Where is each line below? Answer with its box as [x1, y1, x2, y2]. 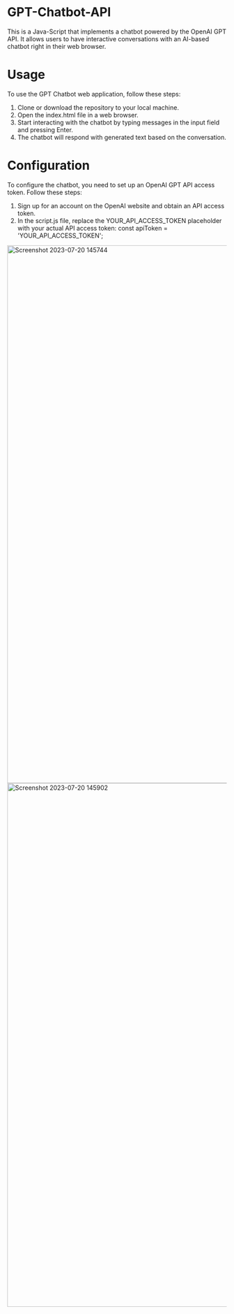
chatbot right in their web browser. [7, 42, 107, 50]
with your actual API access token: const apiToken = [17, 224, 169, 232]
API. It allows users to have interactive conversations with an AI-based [7, 34, 210, 43]
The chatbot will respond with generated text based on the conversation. [17, 133, 226, 141]
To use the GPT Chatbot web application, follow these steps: [7, 89, 181, 98]
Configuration [7, 158, 91, 173]
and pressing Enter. [17, 125, 73, 133]
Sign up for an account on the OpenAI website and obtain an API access [17, 201, 225, 210]
